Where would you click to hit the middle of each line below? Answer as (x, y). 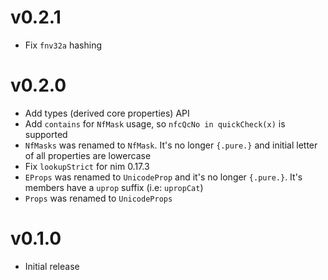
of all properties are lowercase (88, 155)
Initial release (52, 266)
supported (46, 134)
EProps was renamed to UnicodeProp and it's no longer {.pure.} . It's (163, 177)
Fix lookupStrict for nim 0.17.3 (87, 166)
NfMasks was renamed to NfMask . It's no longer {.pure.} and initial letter (171, 145)
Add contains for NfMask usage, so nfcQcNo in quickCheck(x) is (155, 123)
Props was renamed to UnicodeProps (98, 198)
